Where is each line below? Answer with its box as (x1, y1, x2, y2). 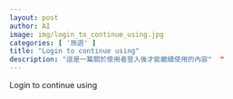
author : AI (9, 22, 51, 31)
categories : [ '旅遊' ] (9, 38, 97, 48)
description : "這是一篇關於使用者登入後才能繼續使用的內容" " (9, 55, 225, 64)
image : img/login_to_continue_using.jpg (9, 30, 165, 39)
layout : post (9, 13, 59, 22)
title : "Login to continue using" (9, 47, 141, 56)
